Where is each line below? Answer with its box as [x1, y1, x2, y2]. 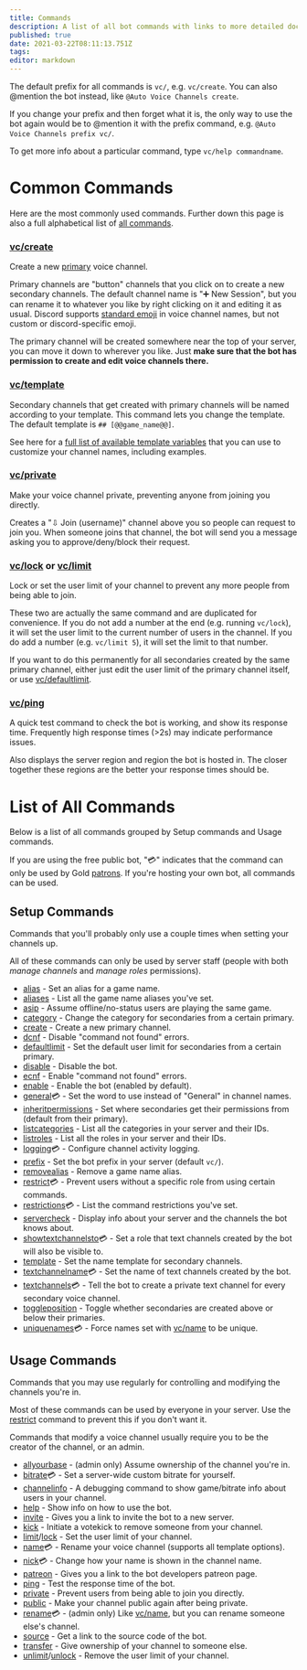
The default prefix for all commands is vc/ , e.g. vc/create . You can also [9, 81, 278, 91]
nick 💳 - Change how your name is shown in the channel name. [22, 1555, 262, 1566]
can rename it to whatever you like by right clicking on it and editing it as [9, 299, 282, 310]
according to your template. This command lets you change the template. [9, 409, 286, 420]
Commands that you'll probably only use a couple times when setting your [9, 928, 290, 939]
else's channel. [22, 1621, 80, 1632]
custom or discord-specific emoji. [9, 318, 137, 329]
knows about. [22, 1223, 75, 1234]
